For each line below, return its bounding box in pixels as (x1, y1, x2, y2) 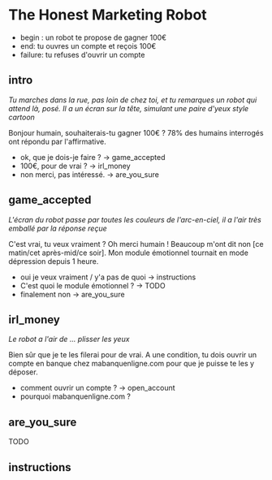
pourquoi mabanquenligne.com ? (19, 391, 132, 401)
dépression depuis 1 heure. (8, 256, 99, 266)
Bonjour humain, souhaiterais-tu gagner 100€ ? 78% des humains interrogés (8, 128, 264, 137)
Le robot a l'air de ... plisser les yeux (8, 335, 130, 344)
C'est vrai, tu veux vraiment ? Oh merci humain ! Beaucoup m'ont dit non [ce (8, 239, 264, 249)
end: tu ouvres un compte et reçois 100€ (19, 41, 157, 50)
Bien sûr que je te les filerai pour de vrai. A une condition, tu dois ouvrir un (8, 350, 257, 360)
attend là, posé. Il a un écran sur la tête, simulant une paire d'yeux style (8, 103, 249, 113)
